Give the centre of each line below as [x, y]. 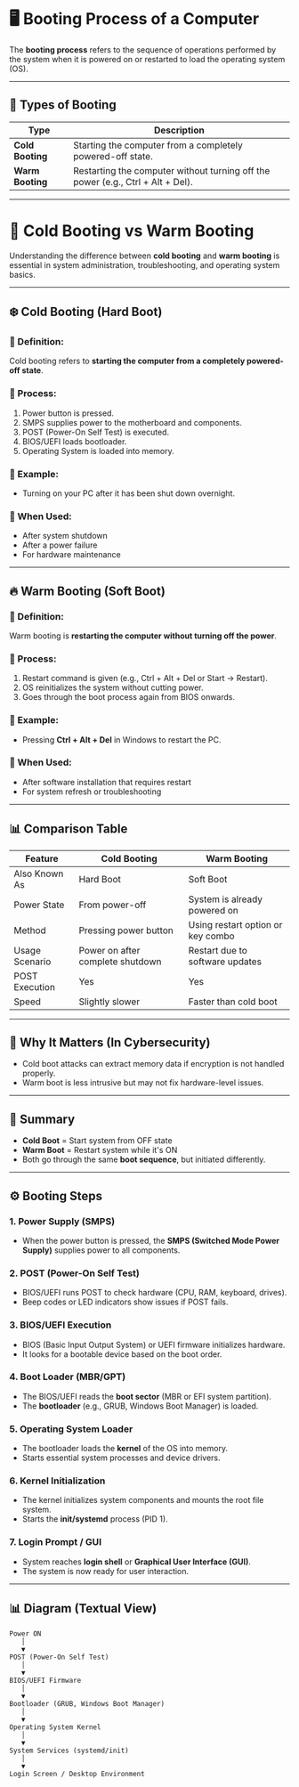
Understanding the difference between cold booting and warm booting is [145, 256]
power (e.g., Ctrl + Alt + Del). [133, 182]
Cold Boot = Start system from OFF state [97, 1141]
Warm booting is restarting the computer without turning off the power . [143, 636]
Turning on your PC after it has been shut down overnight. [129, 493]
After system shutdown [65, 536]
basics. [22, 274]
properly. [39, 1073]
